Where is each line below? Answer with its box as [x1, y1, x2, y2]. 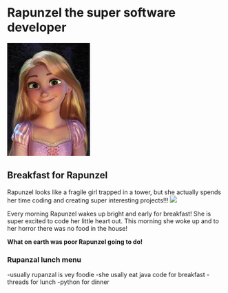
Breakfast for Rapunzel [7, 169, 108, 181]
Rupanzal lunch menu [7, 254, 81, 264]
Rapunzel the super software [7, 5, 176, 21]
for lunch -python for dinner [30, 278, 110, 286]
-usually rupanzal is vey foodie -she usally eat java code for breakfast [7, 271, 205, 279]
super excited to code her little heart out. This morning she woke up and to [7, 216, 219, 225]
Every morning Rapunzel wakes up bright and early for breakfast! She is [7, 209, 211, 218]
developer [7, 19, 67, 35]
